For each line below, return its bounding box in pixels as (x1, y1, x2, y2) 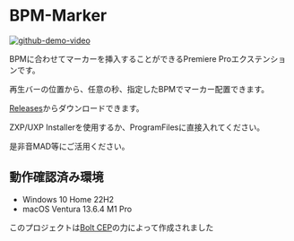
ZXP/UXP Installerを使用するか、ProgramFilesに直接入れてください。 (9, 122, 265, 133)
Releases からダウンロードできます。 (9, 102, 145, 113)
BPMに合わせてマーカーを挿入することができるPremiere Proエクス (9, 53, 255, 64)
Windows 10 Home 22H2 (22, 194, 115, 204)
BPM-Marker (9, 5, 108, 26)
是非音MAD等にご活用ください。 (9, 141, 130, 151)
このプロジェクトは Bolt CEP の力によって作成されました (9, 221, 214, 233)
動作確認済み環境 (9, 169, 104, 185)
